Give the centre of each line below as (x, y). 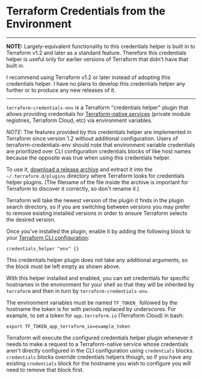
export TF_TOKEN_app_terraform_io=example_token (68, 326)
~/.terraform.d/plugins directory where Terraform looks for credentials (95, 176)
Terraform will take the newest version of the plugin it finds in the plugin (95, 200)
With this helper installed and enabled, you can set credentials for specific (98, 278)
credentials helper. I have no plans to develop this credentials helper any (96, 83)
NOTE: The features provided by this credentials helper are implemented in (99, 132)
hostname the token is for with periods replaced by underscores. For (91, 309)
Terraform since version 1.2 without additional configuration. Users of (92, 138)
